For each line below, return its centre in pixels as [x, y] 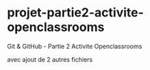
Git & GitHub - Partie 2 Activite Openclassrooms [75, 46]
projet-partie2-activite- [75, 13]
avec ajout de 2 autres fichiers [50, 59]
